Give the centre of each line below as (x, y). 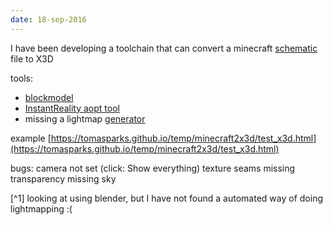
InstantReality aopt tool (72, 108)
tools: (22, 78)
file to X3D (32, 58)
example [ (31, 138)
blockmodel (49, 97)
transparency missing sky (63, 178)
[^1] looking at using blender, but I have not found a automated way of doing (166, 198)
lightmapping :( (41, 208)
